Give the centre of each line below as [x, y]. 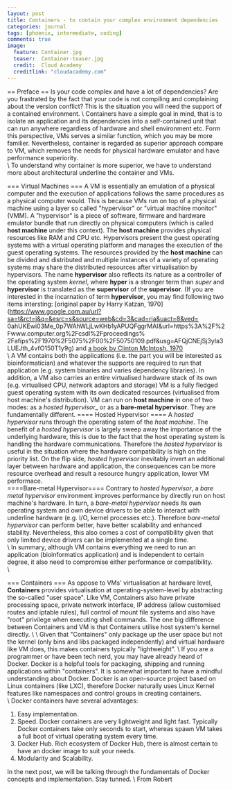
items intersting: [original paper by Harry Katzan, [77, 304]
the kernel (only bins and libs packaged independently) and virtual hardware [116, 642]
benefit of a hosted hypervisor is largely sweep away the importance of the [114, 429]
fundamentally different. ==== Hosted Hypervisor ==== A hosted [100, 414]
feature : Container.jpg [47, 53]
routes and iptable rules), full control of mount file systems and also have [111, 612]
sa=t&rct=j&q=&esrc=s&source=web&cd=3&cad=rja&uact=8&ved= [103, 318]
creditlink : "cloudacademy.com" [60, 71]
